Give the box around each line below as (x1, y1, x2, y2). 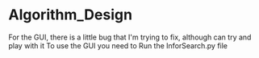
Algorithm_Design (8, 6, 133, 24)
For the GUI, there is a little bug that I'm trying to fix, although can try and (8, 32, 252, 42)
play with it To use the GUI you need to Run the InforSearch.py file (8, 40, 228, 50)
